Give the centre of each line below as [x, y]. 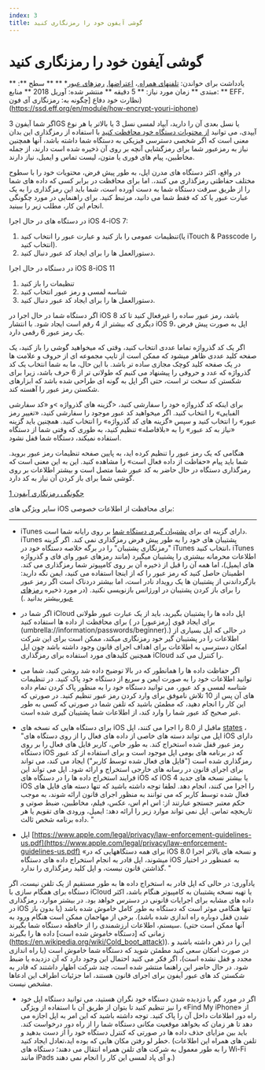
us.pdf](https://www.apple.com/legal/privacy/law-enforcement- [123, 843]
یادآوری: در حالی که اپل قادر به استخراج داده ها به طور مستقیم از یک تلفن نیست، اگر [132, 884]
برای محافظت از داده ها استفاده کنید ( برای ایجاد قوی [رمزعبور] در [118, 622]
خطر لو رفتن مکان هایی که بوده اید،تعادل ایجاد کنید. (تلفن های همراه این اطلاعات [138, 1041]
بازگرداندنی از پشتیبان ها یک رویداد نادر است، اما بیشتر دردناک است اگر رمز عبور [138, 581]
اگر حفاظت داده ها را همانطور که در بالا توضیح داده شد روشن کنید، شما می [130, 670]
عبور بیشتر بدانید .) [47, 598]
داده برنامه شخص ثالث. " [57, 820]
